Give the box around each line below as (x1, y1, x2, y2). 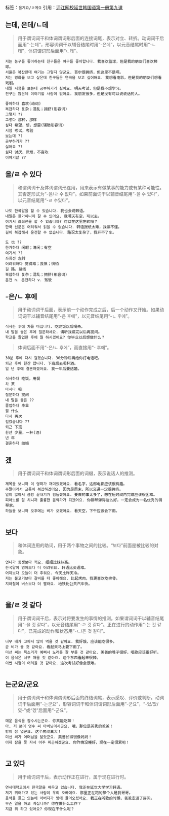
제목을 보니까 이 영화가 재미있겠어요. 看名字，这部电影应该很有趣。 (5, 482, 128, 487)
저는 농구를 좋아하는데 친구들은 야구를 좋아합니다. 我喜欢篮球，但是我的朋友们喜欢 (5, 59, 154, 64)
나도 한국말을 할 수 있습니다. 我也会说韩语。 (5, 208, 87, 213)
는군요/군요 (5, 680, 39, 689)
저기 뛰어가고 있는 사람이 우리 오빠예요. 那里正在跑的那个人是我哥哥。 (5, 790, 133, 795)
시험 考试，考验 (5, 128, 34, 133)
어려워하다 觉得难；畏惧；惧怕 (5, 261, 59, 266)
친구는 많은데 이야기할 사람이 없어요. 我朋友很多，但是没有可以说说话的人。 (5, 91, 143, 96)
